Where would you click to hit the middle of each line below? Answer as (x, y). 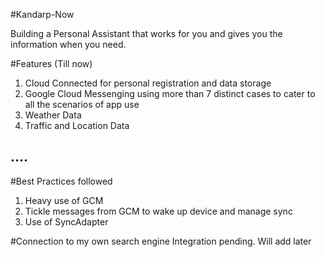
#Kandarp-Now (42, 14)
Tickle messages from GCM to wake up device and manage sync (158, 211)
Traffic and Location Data (77, 125)
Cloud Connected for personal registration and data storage (148, 83)
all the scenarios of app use (82, 104)
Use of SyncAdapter (66, 221)
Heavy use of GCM (64, 200)
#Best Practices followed (61, 181)
